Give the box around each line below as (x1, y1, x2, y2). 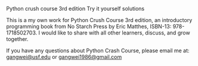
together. (6, 36, 29, 42)
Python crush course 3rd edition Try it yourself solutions (6, 5, 145, 12)
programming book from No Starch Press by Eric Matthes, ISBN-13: (6, 23, 172, 30)
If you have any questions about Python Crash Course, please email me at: (6, 47, 190, 54)
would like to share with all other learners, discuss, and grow (41, 29, 190, 36)
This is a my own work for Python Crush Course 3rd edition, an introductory (6, 17, 193, 23)
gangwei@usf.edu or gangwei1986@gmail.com (6, 54, 122, 60)
